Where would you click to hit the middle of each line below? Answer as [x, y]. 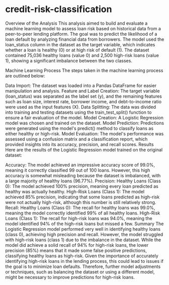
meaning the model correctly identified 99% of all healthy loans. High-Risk [83, 213]
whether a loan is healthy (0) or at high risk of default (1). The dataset [77, 50]
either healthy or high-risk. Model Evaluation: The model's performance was [84, 133]
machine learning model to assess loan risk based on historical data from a [83, 28]
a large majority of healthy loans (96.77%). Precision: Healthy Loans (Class [83, 181]
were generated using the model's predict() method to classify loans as [79, 128]
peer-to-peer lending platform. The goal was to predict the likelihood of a [81, 34]
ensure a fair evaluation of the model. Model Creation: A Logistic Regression [84, 117]
